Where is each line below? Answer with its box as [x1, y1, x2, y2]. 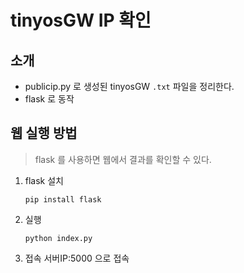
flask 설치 [24, 174, 65, 186]
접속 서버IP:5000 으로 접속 [24, 252, 130, 264]
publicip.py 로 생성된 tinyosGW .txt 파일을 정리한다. [24, 81, 235, 92]
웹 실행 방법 [10, 125, 78, 142]
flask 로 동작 [24, 93, 75, 105]
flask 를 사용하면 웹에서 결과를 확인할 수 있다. [34, 153, 212, 165]
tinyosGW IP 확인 [10, 9, 152, 32]
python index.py [24, 233, 93, 243]
